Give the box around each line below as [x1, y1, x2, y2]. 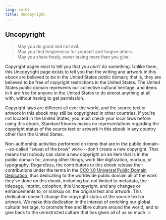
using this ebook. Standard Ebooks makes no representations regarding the [5, 121, 160, 127]
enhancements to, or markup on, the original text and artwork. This [5, 188, 142, 194]
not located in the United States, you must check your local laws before [5, 115, 151, 122]
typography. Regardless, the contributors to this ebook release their [5, 162, 144, 168]
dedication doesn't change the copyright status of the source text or [5, 194, 145, 200]
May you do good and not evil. [17, 43, 80, 50]
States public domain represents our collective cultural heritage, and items [5, 85, 157, 91]
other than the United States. [5, 131, 64, 137]
